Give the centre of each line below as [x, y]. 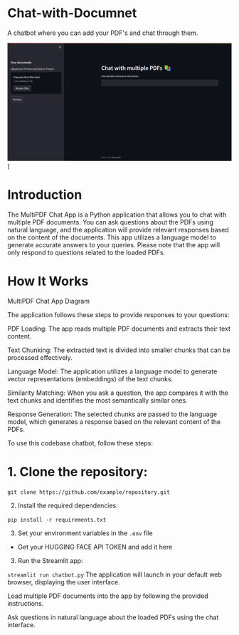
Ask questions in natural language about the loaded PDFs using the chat [113, 617]
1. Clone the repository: [78, 471]
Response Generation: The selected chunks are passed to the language [112, 414]
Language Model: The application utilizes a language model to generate [112, 371]
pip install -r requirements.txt [57, 520]
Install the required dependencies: [68, 505]
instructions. [26, 603]
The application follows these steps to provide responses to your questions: [118, 314]
